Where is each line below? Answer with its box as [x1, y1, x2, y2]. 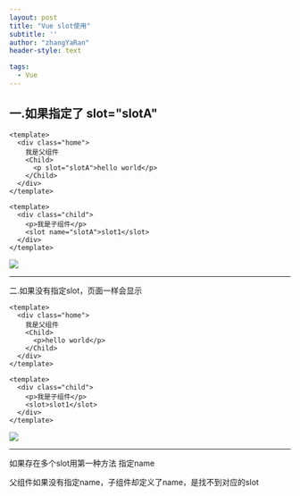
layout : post [9, 13, 58, 22]
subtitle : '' [9, 29, 58, 38]
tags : [9, 63, 29, 71]
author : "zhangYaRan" [9, 38, 90, 47]
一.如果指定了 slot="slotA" [9, 106, 158, 122]
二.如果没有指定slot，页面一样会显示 [9, 285, 143, 296]
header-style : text [9, 46, 82, 55]
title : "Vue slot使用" [9, 21, 91, 30]
